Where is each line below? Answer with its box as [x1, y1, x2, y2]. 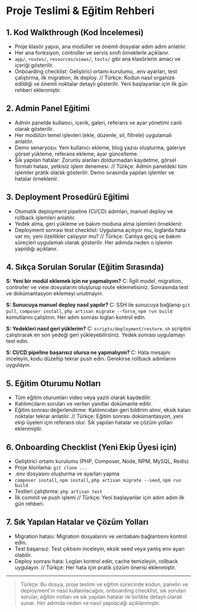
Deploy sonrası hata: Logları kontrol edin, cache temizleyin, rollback [14, 557, 178, 565]
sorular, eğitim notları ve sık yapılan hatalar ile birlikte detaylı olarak [20, 593, 183, 600]
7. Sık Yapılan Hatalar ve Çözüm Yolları [6, 517, 148, 527]
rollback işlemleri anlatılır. [14, 214, 76, 221]
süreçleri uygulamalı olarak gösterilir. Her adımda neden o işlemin [14, 239, 173, 246]
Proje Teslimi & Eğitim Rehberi [6, 4, 155, 18]
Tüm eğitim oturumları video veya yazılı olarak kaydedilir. [14, 394, 152, 401]
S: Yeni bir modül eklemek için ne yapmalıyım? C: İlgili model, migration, [6, 277, 183, 285]
